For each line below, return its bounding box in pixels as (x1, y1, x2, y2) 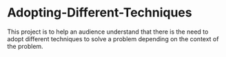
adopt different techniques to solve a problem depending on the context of (7, 34, 219, 43)
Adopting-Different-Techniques (7, 5, 192, 21)
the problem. (7, 42, 43, 50)
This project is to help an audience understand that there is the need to (7, 27, 209, 36)
